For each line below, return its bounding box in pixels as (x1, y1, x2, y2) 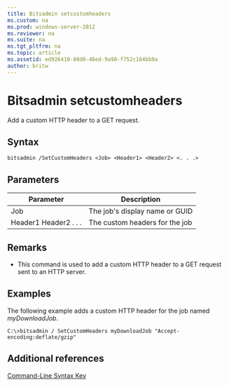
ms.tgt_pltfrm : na (7, 43, 61, 50)
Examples (7, 288, 51, 300)
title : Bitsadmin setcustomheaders (7, 10, 111, 18)
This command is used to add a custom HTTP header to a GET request (17, 260, 222, 269)
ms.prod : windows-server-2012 (7, 23, 96, 30)
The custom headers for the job (88, 218, 193, 228)
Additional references (7, 353, 104, 365)
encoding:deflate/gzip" (7, 334, 77, 341)
